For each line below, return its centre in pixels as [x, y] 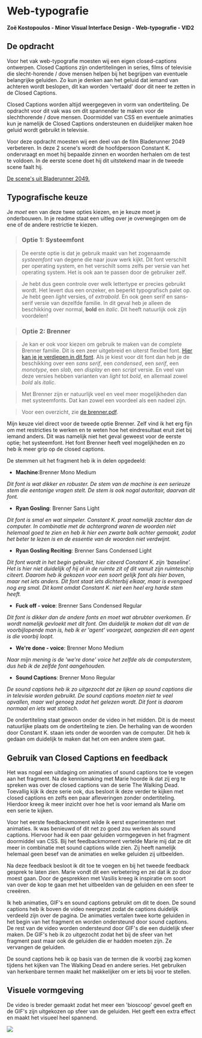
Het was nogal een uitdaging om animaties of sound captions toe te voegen [100, 772]
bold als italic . [39, 382]
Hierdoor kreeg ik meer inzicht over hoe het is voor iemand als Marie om [96, 804]
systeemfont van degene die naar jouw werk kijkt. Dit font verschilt [104, 259]
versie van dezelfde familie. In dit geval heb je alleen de [103, 303]
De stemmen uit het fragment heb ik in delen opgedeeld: [76, 461]
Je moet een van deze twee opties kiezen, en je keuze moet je [84, 212]
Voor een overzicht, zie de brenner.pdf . [70, 412]
